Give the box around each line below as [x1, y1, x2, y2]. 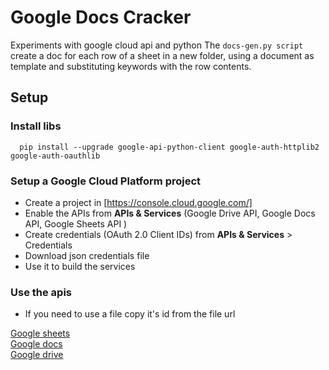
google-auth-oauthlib [10, 151, 101, 161]
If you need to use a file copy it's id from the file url [24, 308, 236, 320]
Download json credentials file [24, 249, 150, 261]
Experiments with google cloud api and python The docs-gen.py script [10, 39, 304, 51]
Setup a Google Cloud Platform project [10, 174, 202, 188]
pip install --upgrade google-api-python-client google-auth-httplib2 [19, 142, 320, 152]
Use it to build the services [24, 260, 136, 272]
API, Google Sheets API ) [24, 217, 128, 230]
